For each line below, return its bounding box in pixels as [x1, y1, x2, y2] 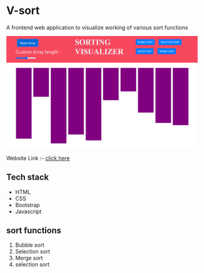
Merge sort [15, 254, 44, 262]
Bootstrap [15, 201, 40, 208]
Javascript [15, 208, 42, 215]
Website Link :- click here [6, 154, 70, 161]
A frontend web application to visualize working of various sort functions [6, 24, 188, 31]
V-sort [6, 4, 40, 18]
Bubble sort [15, 241, 44, 249]
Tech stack [6, 172, 49, 183]
